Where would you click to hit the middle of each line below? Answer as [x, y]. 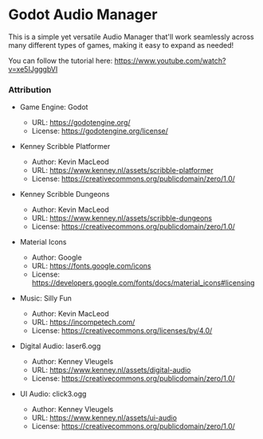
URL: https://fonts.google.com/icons [91, 266]
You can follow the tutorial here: [61, 61]
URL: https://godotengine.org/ [81, 123]
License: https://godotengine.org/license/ [100, 131]
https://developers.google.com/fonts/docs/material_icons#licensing [143, 283]
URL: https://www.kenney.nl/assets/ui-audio [104, 418]
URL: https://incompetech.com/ [83, 322]
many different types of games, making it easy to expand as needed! [121, 45]
